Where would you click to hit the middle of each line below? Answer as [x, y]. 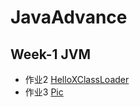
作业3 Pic [44, 92]
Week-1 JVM [51, 54]
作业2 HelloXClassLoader [77, 79]
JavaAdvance [69, 17]
